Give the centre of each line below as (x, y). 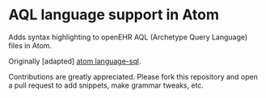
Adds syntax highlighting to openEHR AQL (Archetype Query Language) (128, 37)
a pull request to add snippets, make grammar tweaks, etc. (106, 85)
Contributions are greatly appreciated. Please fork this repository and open (133, 76)
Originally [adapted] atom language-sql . (75, 61)
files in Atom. (30, 45)
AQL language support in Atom (114, 15)
